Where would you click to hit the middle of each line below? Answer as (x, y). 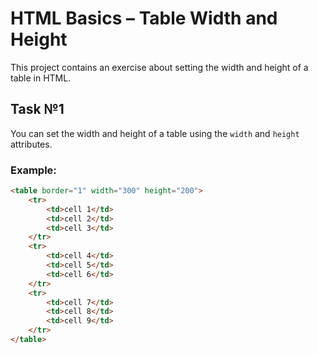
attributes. (31, 144)
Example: (33, 170)
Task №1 (37, 109)
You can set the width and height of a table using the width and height (155, 133)
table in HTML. (41, 78)
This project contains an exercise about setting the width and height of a (159, 67)
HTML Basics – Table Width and (144, 18)
